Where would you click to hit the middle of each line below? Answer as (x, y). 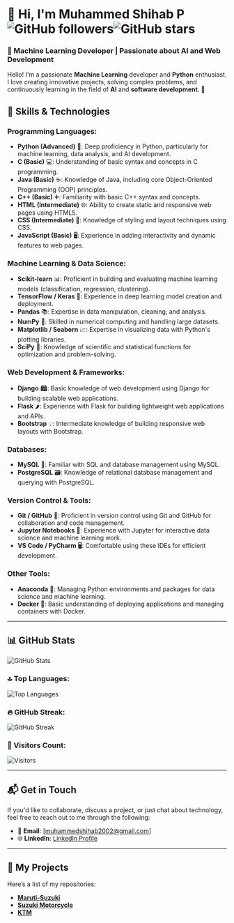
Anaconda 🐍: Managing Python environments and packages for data (116, 589)
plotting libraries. (41, 340)
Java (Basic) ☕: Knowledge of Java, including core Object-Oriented (115, 180)
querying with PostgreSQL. (56, 482)
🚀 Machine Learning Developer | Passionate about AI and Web (114, 51)
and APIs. (31, 416)
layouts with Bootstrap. (50, 431)
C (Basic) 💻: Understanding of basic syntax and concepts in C (108, 162)
